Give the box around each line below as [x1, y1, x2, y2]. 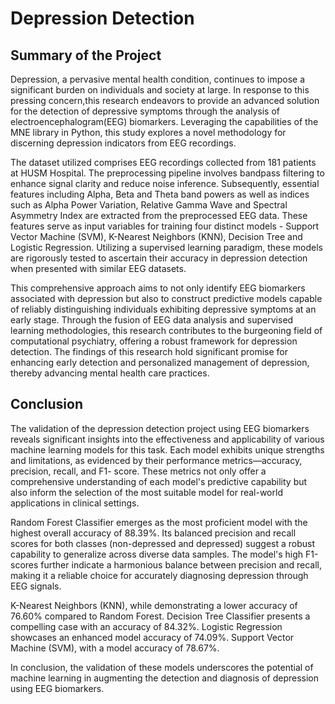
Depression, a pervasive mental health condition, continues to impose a [10, 73, 306, 85]
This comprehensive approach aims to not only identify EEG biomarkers [10, 282, 306, 294]
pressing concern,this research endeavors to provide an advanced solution [10, 95, 320, 106]
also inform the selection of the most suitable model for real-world [10, 486, 283, 498]
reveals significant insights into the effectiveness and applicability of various [10, 433, 325, 445]
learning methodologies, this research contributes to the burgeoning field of [10, 325, 323, 336]
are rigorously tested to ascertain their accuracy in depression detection [10, 252, 308, 264]
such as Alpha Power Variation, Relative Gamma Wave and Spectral [10, 199, 288, 211]
